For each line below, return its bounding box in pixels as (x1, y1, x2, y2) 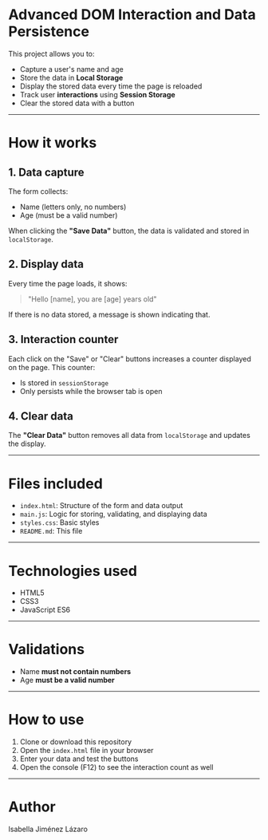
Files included (8, 475, 104, 492)
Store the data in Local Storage (19, 73, 124, 82)
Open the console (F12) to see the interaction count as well (19, 763, 214, 772)
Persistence (8, 22, 90, 41)
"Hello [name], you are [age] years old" (27, 294, 157, 304)
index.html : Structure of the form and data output (19, 501, 183, 511)
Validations (8, 641, 85, 659)
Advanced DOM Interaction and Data (8, 6, 257, 24)
